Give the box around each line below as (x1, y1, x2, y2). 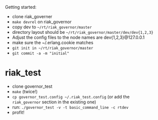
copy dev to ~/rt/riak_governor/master (12, 24, 92, 30)
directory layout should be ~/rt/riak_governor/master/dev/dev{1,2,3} (12, 29, 154, 35)
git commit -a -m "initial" (12, 51, 69, 56)
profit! (12, 109, 24, 115)
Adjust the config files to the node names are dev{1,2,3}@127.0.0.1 (12, 34, 145, 40)
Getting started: (5, 4, 37, 10)
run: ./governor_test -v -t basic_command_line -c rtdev (12, 104, 129, 110)
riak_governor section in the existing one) (12, 99, 97, 105)
